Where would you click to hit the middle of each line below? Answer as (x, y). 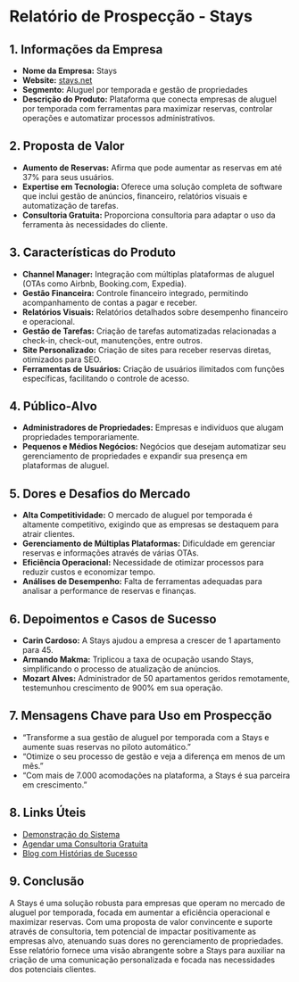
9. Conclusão (47, 882)
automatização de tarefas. (70, 205)
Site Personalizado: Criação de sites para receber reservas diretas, (147, 350)
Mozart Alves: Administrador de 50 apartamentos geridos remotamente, (156, 679)
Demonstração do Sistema (71, 834)
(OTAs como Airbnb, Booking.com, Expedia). (104, 284)
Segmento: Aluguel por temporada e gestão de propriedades (135, 90)
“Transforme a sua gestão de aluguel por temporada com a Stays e (145, 737)
